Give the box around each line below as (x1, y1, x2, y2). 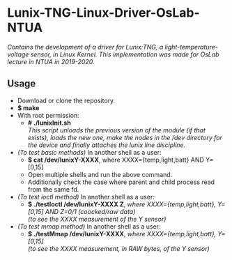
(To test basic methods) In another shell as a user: (17, 148, 162, 156)
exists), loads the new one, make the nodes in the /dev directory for (27, 133, 223, 142)
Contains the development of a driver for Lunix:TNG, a (7, 43, 164, 51)
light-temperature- (164, 43, 218, 51)
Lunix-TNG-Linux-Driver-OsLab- (7, 5, 200, 21)
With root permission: (17, 111, 79, 119)
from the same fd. (27, 185, 79, 193)
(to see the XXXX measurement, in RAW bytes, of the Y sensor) (27, 244, 210, 252)
